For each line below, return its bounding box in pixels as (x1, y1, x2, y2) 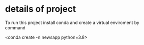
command (5, 24, 26, 30)
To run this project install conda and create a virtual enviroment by (5, 20, 140, 25)
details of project (5, 3, 76, 15)
